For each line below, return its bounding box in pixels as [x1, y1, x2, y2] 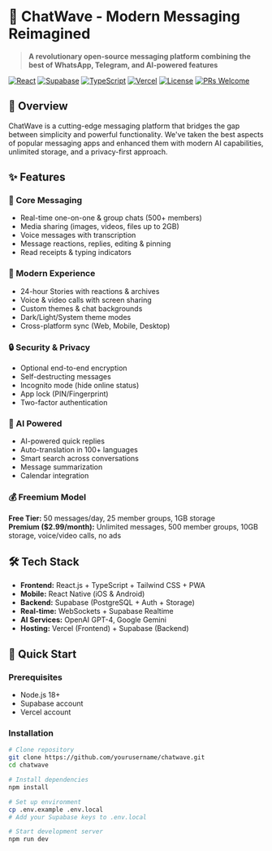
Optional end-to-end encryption [19, 363, 127, 373]
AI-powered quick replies [19, 436, 106, 446]
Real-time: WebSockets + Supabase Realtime [19, 607, 174, 616]
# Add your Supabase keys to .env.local [8, 813, 148, 821]
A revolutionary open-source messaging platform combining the [28, 51, 252, 61]
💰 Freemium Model [8, 491, 87, 503]
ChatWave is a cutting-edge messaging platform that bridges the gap [8, 121, 240, 131]
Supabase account [19, 698, 84, 709]
